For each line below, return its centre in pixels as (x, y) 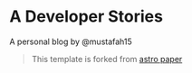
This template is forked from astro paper (107, 59)
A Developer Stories (86, 17)
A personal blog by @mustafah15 (71, 41)
